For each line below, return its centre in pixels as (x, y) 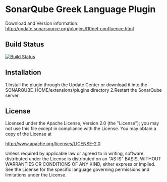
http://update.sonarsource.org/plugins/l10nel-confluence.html (70, 28)
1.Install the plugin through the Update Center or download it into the (76, 85)
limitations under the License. (36, 175)
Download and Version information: (42, 23)
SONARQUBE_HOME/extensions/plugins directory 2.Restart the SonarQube (84, 90)
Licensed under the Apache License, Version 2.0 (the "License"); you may (82, 123)
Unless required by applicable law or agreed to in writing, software (74, 154)
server (12, 95)
